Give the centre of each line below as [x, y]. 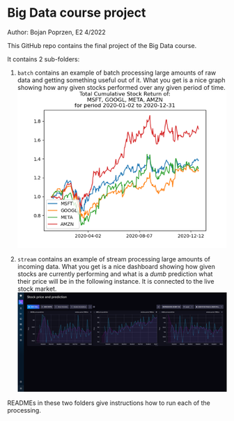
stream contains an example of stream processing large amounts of [114, 259]
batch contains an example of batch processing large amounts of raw [117, 72]
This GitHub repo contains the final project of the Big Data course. [102, 45]
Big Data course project [77, 13]
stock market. [37, 289]
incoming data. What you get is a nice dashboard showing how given [116, 267]
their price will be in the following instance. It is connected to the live [116, 282]
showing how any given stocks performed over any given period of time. [121, 87]
